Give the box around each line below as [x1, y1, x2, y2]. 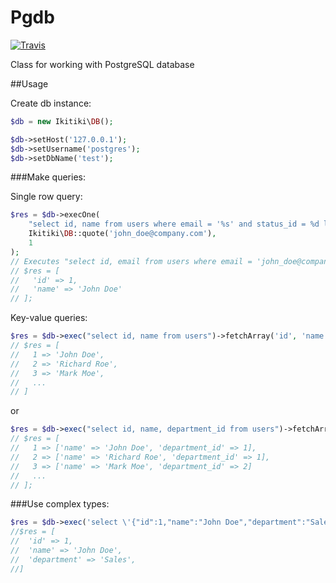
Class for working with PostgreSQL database [10, 58, 195, 70]
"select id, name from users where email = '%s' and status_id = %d [28, 219, 320, 230]
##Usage [10, 77, 49, 90]
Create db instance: [10, 97, 92, 109]
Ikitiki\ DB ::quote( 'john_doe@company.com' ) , [28, 229, 217, 239]
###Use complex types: [10, 498, 110, 510]
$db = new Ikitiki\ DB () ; [10, 116, 114, 126]
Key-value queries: [10, 312, 88, 324]
